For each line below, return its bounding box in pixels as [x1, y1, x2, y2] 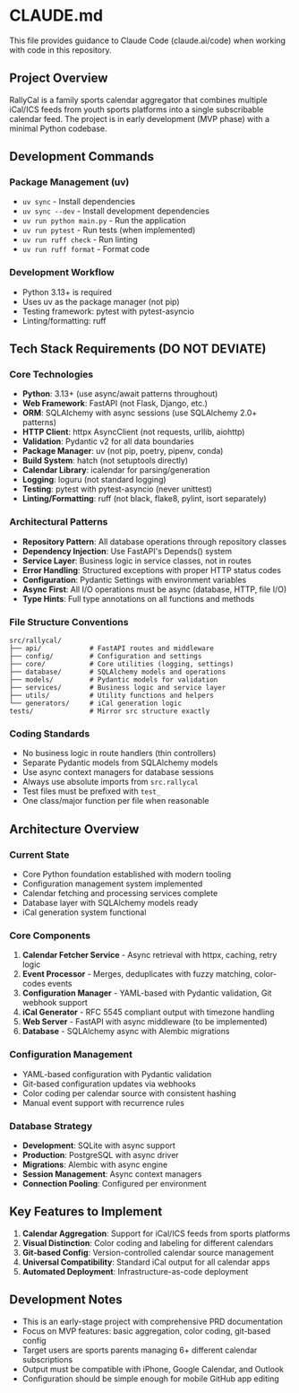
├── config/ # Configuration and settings [9, 652, 202, 661]
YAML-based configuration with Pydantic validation [21, 1068, 212, 1079]
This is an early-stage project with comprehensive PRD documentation [21, 1316, 284, 1327]
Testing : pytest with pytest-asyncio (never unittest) [21, 483, 212, 494]
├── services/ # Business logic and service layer [9, 683, 226, 692]
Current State [9, 849, 70, 861]
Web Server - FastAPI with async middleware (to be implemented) [21, 1016, 268, 1027]
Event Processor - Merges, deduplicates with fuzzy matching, [21, 969, 253, 979]
